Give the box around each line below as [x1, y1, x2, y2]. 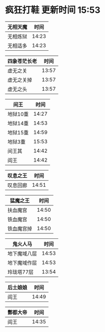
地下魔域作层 [7, 259, 38, 266]
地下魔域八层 [7, 250, 38, 257]
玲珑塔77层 [7, 268, 34, 275]
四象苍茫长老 [7, 58, 38, 65]
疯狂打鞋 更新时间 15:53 [5, 4, 101, 16]
